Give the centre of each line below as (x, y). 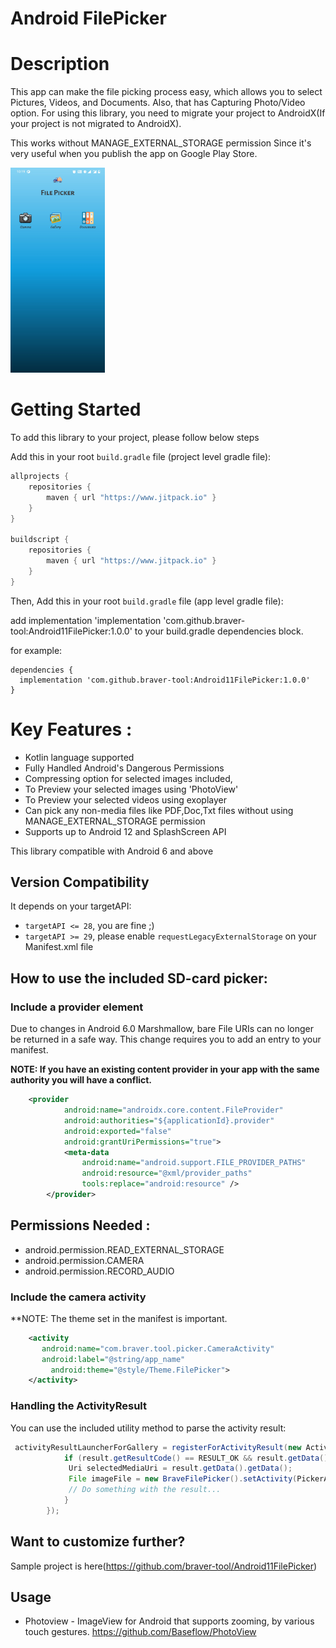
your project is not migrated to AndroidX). (96, 124)
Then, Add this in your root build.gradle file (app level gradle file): (147, 601)
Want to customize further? (98, 1542)
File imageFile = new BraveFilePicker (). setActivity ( (183, 1479)
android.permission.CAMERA (84, 1260)
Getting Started (76, 409)
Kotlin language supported (79, 757)
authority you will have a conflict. (81, 1080)
